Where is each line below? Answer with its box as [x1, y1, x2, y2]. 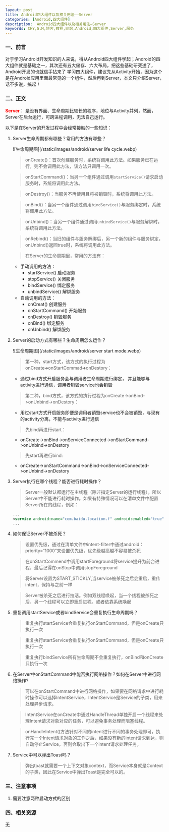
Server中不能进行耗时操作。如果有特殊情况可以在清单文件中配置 [25, 495, 159, 501]
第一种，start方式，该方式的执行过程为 [25, 359, 106, 365]
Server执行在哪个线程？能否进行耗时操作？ [12, 478, 102, 484]
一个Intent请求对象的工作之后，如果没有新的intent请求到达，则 [34, 735, 164, 741]
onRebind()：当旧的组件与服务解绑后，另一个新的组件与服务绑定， [25, 235, 163, 242]
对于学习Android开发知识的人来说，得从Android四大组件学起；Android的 [5, 56, 156, 62]
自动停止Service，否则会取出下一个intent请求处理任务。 [25, 741, 141, 747]
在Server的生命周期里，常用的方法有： [25, 253, 106, 259]
